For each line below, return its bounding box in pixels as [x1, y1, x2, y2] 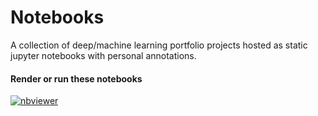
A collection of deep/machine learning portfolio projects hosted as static [10, 39, 308, 51]
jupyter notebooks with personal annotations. [10, 49, 197, 61]
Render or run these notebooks [10, 72, 143, 85]
